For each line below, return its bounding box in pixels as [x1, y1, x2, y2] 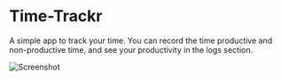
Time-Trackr [9, 6, 103, 26]
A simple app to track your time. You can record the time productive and [9, 35, 273, 46]
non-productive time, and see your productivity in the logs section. [9, 44, 254, 55]
